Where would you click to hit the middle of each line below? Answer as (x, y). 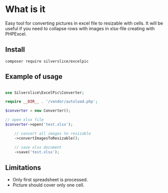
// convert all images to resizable (53, 133)
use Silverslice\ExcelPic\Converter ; (45, 92)
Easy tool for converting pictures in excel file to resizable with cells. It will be (84, 23)
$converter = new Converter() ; (38, 111)
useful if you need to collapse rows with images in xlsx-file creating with (80, 28)
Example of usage (34, 77)
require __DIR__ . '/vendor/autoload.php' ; (52, 102)
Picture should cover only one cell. (48, 185)
